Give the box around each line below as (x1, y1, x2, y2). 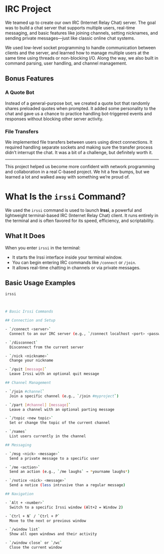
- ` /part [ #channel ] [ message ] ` (5, 402, 71, 407)
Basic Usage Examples (5, 279, 76, 287)
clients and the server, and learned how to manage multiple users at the (5, 50, 149, 56)
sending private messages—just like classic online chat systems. (5, 35, 135, 41)
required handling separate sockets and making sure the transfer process (5, 144, 153, 150)
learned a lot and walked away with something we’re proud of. (5, 174, 130, 179)
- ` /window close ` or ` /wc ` (5, 540, 62, 546)
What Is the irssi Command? (5, 191, 126, 202)
